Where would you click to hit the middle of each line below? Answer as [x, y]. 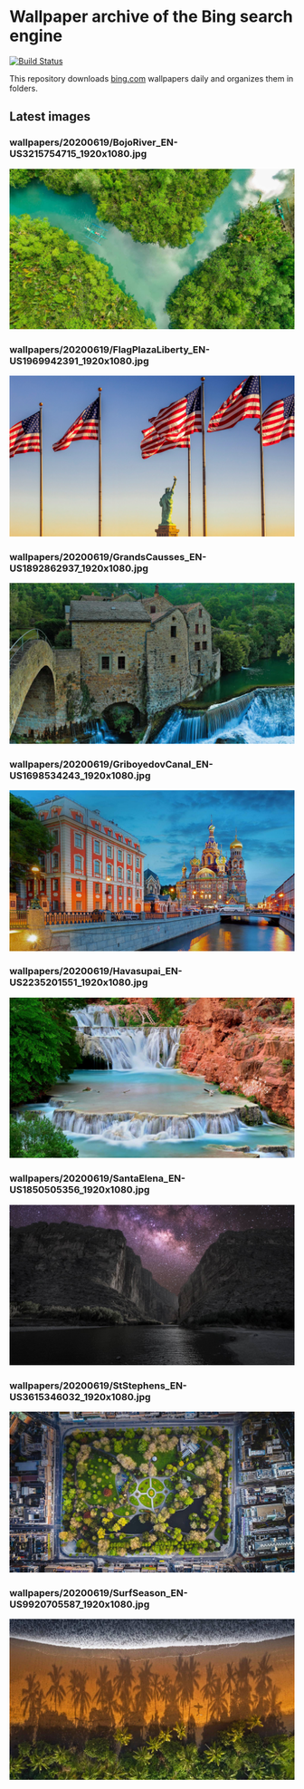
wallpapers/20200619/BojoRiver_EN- [94, 142]
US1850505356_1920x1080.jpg [80, 1190]
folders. [24, 88]
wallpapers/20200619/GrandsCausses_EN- [108, 556]
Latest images [50, 116]
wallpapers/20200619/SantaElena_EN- [97, 1178]
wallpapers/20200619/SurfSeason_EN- [99, 1592]
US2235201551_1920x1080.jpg [79, 982]
